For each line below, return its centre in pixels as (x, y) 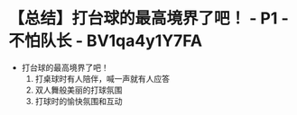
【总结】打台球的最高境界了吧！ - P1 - (149, 18)
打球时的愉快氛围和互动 (79, 101)
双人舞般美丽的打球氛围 (79, 90)
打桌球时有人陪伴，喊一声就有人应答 (102, 78)
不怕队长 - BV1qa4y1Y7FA (106, 41)
